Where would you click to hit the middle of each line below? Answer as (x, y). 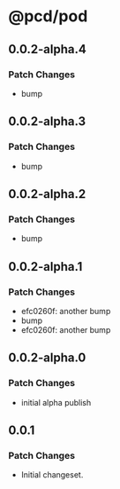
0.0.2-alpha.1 (45, 267)
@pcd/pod (48, 16)
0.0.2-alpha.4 (48, 49)
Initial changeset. (52, 475)
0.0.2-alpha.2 (47, 194)
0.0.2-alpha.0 (47, 358)
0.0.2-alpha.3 (47, 122)
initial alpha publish (56, 402)
